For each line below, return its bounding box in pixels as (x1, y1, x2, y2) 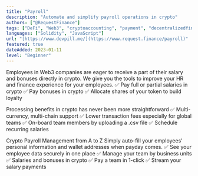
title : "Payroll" (6, 8, 49, 15)
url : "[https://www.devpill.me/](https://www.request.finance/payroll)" (6, 36, 189, 42)
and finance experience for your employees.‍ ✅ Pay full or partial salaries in (6, 81, 188, 88)
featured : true (6, 42, 44, 48)
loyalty (6, 94, 22, 101)
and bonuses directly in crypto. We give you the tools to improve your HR (6, 75, 184, 82)
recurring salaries (6, 125, 49, 132)
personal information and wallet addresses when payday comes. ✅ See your (6, 143, 192, 150)
